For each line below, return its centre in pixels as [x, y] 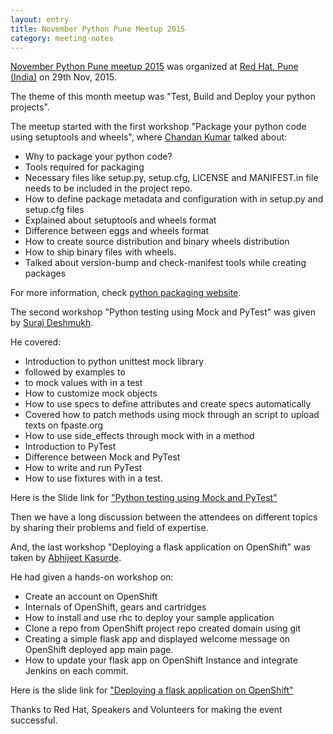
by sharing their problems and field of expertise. [109, 528]
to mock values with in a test [83, 383]
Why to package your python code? [98, 157]
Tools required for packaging [84, 167]
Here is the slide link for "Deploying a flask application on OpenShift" [152, 690]
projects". [30, 107]
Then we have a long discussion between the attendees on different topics [164, 517]
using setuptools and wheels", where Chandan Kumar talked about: [149, 137]
